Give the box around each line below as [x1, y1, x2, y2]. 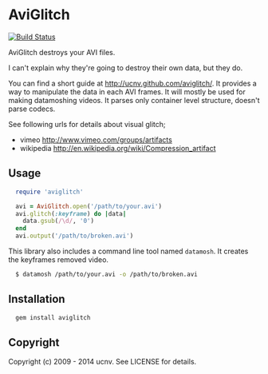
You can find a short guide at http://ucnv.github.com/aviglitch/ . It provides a [8, 78, 257, 88]
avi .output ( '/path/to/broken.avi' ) [15, 232, 134, 241]
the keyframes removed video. [8, 255, 109, 265]
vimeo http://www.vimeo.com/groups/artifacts [19, 134, 173, 145]
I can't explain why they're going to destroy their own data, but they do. [8, 62, 243, 73]
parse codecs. [8, 104, 56, 113]
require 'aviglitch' [15, 188, 84, 196]
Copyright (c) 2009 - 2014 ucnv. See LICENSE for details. [8, 357, 197, 367]
